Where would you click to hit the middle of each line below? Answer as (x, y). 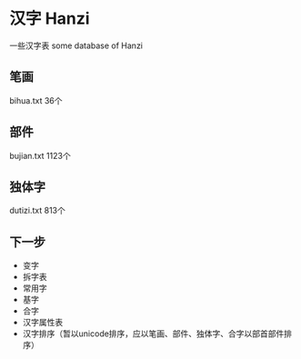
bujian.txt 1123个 (40, 155)
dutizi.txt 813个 (37, 211)
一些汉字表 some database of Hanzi (76, 45)
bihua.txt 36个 (36, 100)
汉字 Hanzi (50, 19)
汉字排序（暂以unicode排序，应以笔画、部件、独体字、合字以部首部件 (153, 334)
